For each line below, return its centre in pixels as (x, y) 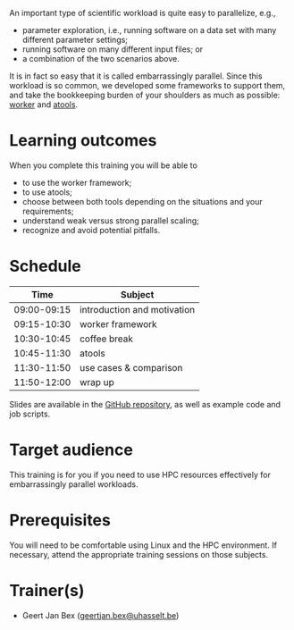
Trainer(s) (47, 590)
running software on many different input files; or (113, 49)
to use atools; (47, 192)
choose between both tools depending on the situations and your (143, 201)
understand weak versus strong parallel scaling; (110, 220)
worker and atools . (44, 105)
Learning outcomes (83, 141)
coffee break (106, 339)
